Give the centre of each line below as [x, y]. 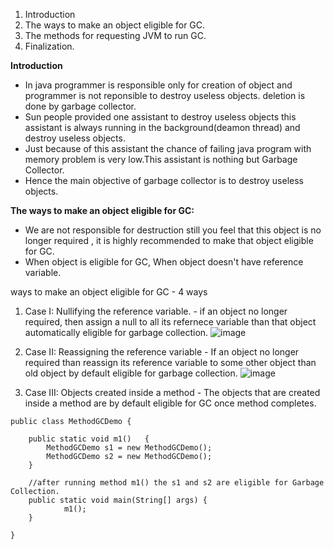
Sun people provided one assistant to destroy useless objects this [160, 117]
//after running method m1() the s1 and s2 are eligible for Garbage [176, 483]
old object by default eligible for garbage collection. [131, 373]
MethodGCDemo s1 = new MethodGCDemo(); [129, 448]
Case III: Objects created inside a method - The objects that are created [172, 392]
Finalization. [49, 46]
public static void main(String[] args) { [118, 500]
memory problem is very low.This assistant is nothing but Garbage [161, 159]
